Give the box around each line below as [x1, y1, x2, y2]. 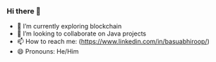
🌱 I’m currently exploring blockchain [16, 22, 122, 31]
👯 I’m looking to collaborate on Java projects [16, 29, 146, 38]
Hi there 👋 [6, 6, 42, 16]
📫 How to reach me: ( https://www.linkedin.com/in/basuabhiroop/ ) [16, 38, 210, 46]
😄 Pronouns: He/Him [16, 47, 79, 56]
